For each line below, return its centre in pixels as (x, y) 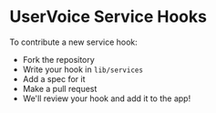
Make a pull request (60, 88)
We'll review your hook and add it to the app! (107, 98)
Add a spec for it (54, 78)
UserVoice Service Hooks (108, 17)
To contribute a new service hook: (74, 42)
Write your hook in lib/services (83, 69)
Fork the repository (59, 59)
